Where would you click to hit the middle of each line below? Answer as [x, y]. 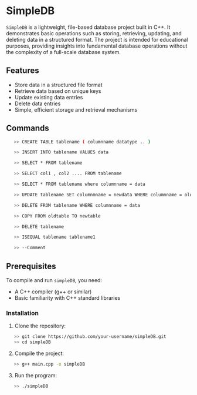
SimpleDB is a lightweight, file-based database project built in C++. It [88, 27]
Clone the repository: [40, 326]
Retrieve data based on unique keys [58, 91]
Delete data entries [38, 103]
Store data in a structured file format [58, 85]
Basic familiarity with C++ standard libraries [67, 298]
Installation [23, 313]
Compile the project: [39, 353]
